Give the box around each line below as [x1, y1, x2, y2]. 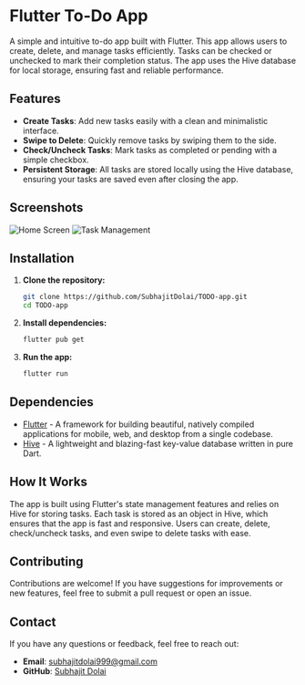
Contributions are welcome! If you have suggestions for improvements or [9, 578, 284, 589]
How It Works [9, 474, 88, 490]
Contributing [9, 554, 84, 569]
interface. [22, 125, 59, 136]
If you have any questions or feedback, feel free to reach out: [9, 638, 239, 649]
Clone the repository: [22, 275, 106, 285]
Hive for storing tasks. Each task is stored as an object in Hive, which [9, 508, 269, 519]
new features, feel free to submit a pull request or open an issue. [9, 587, 252, 598]
